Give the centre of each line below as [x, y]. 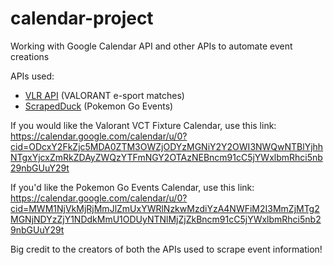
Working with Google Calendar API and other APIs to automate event [151, 46]
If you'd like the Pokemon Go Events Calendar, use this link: [132, 187]
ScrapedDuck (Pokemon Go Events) [99, 106]
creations [30, 56]
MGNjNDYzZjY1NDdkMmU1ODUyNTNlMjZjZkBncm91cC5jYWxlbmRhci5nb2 [166, 219]
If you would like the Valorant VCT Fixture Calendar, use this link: [143, 125]
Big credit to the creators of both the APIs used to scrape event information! [166, 249]
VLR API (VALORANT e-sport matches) [104, 95]
